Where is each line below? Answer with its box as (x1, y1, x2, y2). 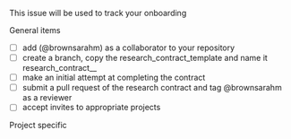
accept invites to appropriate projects (21, 102, 161, 113)
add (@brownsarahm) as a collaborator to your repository (21, 42, 235, 53)
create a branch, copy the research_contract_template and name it (21, 53, 269, 64)
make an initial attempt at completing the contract (21, 72, 206, 83)
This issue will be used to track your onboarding (9, 8, 187, 18)
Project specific (9, 120, 67, 131)
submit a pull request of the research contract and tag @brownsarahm (21, 83, 282, 93)
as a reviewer (21, 92, 73, 103)
